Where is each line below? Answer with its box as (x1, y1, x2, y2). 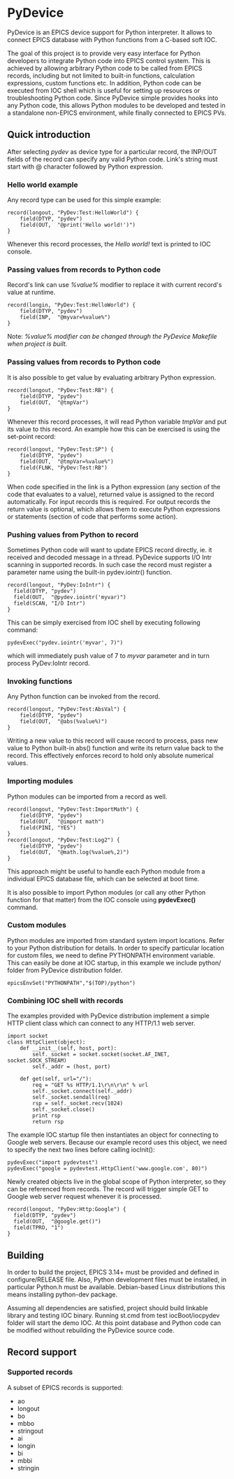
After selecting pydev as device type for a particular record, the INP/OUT (7, 147, 218, 155)
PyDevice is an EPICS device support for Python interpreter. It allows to (7, 28, 212, 36)
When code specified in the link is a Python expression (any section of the (7, 482, 221, 491)
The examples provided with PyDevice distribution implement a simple (7, 1011, 210, 1020)
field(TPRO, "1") (13, 1224, 64, 1231)
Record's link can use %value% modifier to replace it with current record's (7, 281, 222, 289)
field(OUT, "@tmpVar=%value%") (20, 458, 114, 465)
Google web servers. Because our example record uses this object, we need (7, 1138, 227, 1147)
